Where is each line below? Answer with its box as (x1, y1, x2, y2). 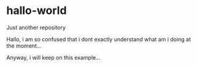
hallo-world (6, 4, 67, 18)
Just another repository (6, 24, 66, 31)
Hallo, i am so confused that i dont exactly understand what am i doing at (6, 35, 191, 43)
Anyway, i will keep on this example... (6, 54, 101, 61)
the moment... (6, 42, 42, 49)
